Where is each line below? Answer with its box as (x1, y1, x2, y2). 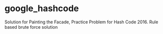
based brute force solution (4, 24, 58, 30)
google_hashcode (4, 3, 79, 14)
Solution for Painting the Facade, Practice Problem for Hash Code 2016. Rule (4, 19, 159, 25)
